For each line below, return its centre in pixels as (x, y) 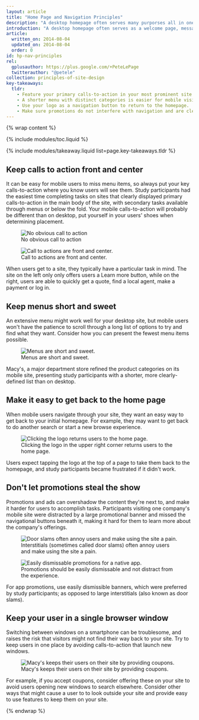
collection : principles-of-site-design (55, 78)
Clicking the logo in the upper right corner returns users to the (97, 445)
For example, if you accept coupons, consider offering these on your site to (98, 681)
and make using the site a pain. (59, 551)
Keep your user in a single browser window (87, 618)
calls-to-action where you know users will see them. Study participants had (98, 190)
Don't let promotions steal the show (73, 488)
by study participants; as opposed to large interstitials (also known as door (97, 593)
